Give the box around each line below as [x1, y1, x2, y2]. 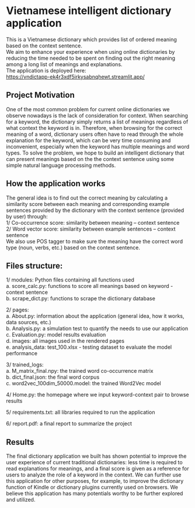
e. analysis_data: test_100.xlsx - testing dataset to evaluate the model [6, 344, 172, 351]
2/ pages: [6, 306, 29, 314]
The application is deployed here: [6, 67, 86, 74]
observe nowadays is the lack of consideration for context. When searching [6, 112, 189, 119]
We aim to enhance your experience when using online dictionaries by [6, 48, 175, 55]
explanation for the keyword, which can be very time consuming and [6, 136, 171, 144]
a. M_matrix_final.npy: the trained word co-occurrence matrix [6, 368, 154, 375]
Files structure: [6, 260, 63, 270]
